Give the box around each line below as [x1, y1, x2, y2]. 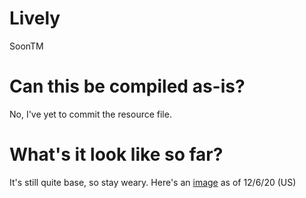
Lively [9, 7, 61, 30]
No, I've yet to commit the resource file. [9, 108, 172, 120]
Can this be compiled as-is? [9, 75, 246, 98]
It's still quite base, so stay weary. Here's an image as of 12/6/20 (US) [9, 176, 297, 188]
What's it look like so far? [9, 143, 224, 166]
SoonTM [9, 40, 44, 52]
